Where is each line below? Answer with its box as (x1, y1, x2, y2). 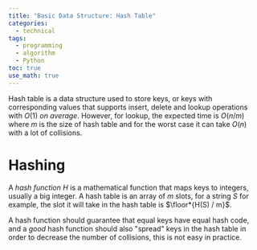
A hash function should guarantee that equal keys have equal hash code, (8, 215, 250, 225)
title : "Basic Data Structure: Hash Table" (8, 11, 157, 20)
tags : (8, 34, 27, 43)
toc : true (8, 64, 42, 72)
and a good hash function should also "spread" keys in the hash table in (8, 223, 247, 233)
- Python (15, 57, 45, 65)
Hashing (8, 156, 66, 174)
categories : (8, 19, 48, 27)
